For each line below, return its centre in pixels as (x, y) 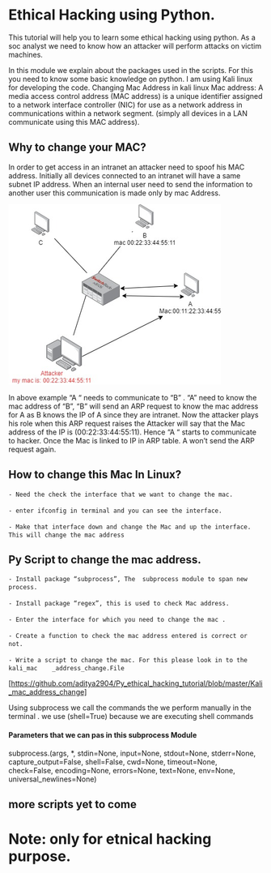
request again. (32, 449)
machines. (25, 54)
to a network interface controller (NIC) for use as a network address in (125, 105)
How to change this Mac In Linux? (95, 475)
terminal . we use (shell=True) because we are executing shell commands (131, 717)
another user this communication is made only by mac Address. (114, 193)
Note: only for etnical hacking (110, 839)
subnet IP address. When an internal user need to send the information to (131, 184)
